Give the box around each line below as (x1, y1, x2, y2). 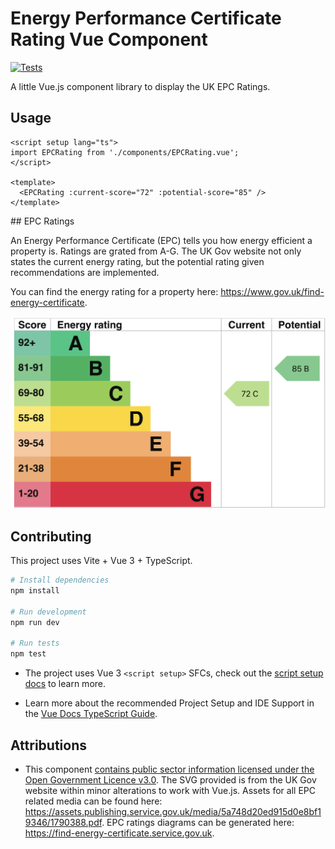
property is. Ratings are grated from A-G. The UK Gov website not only (10, 245, 302, 257)
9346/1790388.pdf (24, 816, 103, 828)
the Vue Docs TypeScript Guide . (24, 708, 158, 720)
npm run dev (10, 617, 60, 627)
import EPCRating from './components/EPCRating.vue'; (10, 147, 240, 157)
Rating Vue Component (10, 28, 208, 51)
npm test (10, 649, 47, 659)
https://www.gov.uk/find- (220, 285, 325, 297)
